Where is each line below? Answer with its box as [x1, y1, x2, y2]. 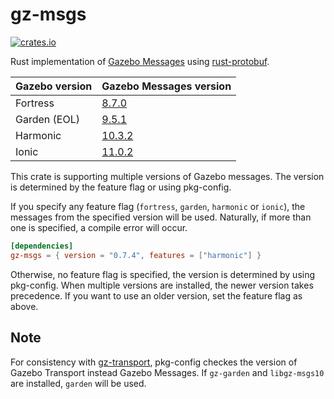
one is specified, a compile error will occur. [10, 221, 188, 233]
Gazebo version [15, 79, 93, 93]
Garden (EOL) [15, 112, 80, 126]
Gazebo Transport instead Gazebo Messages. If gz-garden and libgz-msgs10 [10, 366, 325, 378]
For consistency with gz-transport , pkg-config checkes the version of [10, 356, 298, 368]
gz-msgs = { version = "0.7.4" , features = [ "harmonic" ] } [10, 250, 262, 260]
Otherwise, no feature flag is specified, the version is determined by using [10, 268, 316, 280]
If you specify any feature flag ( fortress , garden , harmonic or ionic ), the [10, 200, 306, 212]
